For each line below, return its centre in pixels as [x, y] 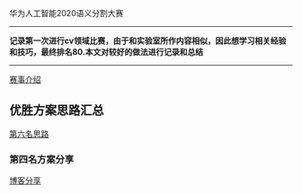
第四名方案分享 [42, 159]
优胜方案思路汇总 [57, 110]
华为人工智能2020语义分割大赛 [67, 13]
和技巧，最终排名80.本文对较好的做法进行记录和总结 [107, 52]
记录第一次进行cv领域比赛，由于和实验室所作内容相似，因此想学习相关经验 [148, 40]
